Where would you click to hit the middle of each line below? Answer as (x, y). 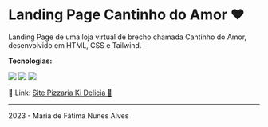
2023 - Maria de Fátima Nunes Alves (69, 115)
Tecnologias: (30, 61)
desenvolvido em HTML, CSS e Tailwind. (75, 45)
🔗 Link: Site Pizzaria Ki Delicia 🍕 (60, 93)
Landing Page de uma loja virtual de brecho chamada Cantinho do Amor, (128, 37)
